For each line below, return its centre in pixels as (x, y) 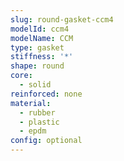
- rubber (37, 112)
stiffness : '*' (42, 57)
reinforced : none (46, 94)
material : (31, 103)
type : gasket (37, 47)
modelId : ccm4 (40, 29)
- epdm (33, 131)
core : (21, 76)
